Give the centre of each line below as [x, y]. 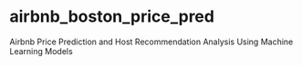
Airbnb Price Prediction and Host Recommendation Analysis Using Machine [151, 42]
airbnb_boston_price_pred [112, 17]
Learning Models [41, 51]
